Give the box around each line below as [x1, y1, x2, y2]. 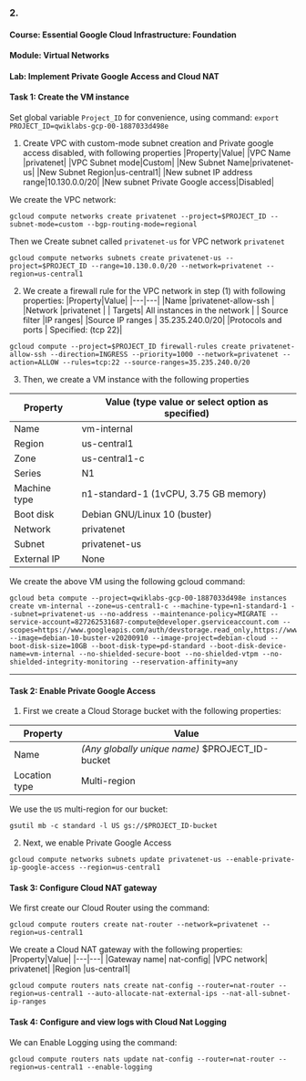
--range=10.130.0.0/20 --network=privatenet [90, 261, 262, 270]
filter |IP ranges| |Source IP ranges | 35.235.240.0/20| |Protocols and [22, 314, 282, 325]
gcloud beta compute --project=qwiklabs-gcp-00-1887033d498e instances [9, 593, 287, 603]
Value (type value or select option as [105, 395, 269, 408]
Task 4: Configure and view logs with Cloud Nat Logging [9, 1016, 228, 1027]
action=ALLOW [9, 358, 59, 367]
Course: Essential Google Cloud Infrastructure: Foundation [9, 29, 237, 40]
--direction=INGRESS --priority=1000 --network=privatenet [49, 350, 280, 359]
